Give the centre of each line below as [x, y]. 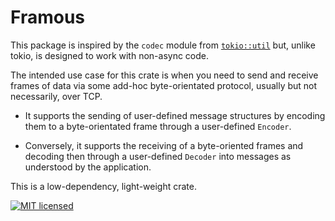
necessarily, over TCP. [56, 96]
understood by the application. [88, 167]
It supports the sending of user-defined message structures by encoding [175, 115]
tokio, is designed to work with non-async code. [110, 55]
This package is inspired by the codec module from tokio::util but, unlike [163, 45]
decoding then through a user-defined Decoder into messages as [158, 156]
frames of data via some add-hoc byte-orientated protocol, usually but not [164, 85]
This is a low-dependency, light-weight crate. [103, 186]
